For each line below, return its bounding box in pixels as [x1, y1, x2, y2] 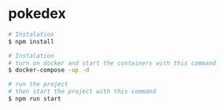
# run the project [8, 80, 68, 88]
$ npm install [8, 37, 55, 45]
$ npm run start [8, 95, 61, 103]
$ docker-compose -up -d [8, 66, 90, 74]
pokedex [8, 5, 67, 23]
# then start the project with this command [8, 87, 156, 96]
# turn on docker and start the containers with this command [8, 59, 216, 67]
